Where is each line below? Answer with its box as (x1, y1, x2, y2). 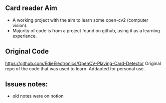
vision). (12, 22, 28, 28)
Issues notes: (5, 80, 48, 89)
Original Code (5, 47, 49, 56)
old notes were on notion (12, 93, 64, 99)
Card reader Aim (5, 4, 57, 12)
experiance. (12, 33, 37, 39)
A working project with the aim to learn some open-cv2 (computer (12, 17, 149, 23)
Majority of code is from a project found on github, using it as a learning (12, 27, 161, 34)
